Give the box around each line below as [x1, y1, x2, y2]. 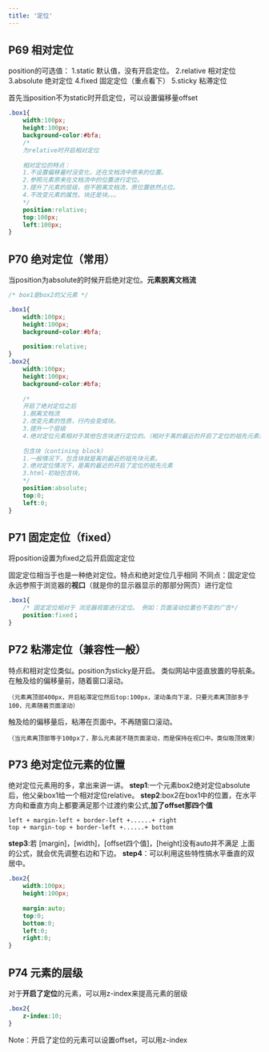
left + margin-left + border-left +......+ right [8, 817, 178, 825]
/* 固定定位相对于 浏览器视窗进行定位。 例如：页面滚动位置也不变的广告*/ [22, 604, 239, 612]
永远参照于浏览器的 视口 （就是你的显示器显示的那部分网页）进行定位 [8, 580, 233, 590]
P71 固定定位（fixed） [8, 530, 118, 544]
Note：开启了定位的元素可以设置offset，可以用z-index [8, 1034, 188, 1045]
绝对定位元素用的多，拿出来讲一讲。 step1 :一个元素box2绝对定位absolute [8, 781, 251, 790]
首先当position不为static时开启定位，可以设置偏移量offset [8, 93, 199, 102]
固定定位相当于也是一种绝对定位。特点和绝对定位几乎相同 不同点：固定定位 [8, 570, 256, 580]
